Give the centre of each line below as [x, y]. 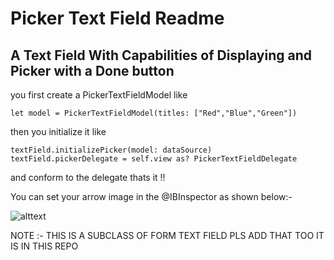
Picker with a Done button [92, 70]
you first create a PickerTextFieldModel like [99, 95]
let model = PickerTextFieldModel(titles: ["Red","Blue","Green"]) [154, 113]
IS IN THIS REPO [44, 246]
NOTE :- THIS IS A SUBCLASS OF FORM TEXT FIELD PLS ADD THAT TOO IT [167, 235]
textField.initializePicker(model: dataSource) [111, 150]
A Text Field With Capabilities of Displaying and [161, 55]
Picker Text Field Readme [117, 18]
